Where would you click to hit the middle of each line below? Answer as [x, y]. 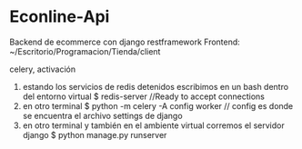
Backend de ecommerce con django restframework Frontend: [125, 42]
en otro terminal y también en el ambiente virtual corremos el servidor [153, 125]
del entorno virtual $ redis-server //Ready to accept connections [144, 96]
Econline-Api [60, 17]
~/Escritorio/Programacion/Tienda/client [85, 51]
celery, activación [42, 69]
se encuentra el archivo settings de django [103, 115]
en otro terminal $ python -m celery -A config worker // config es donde [158, 105]
